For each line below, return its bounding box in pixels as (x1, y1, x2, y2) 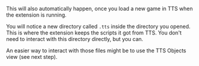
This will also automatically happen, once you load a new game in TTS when (6, 5, 193, 12)
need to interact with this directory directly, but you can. (6, 36, 144, 42)
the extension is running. (6, 11, 67, 18)
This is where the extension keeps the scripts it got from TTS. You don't (6, 29, 182, 36)
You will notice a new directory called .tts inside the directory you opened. (6, 23, 191, 30)
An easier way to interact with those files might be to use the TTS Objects (6, 47, 187, 54)
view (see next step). (6, 54, 58, 60)
